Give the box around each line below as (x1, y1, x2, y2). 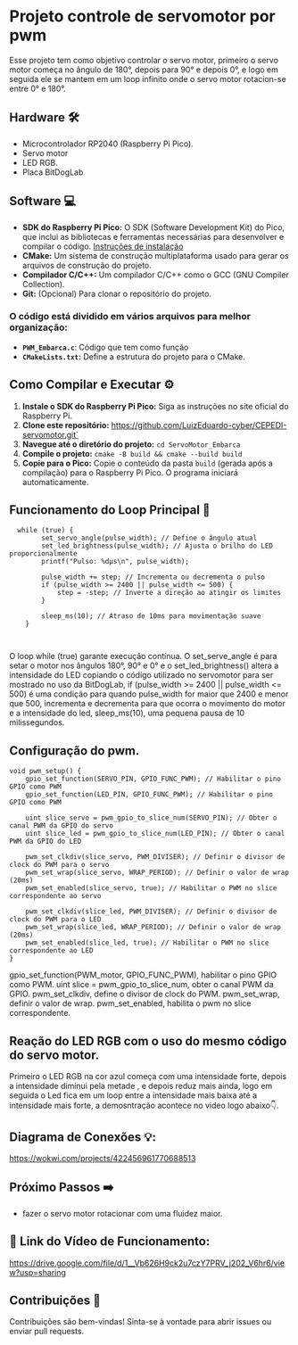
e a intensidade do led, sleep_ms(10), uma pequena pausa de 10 (9, 707, 245, 719)
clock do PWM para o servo (9, 861, 110, 870)
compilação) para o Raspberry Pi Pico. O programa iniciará (21, 466, 239, 478)
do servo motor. (9, 1047, 100, 1062)
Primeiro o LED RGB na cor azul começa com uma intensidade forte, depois (9, 1071, 287, 1082)
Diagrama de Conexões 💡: (9, 1129, 156, 1144)
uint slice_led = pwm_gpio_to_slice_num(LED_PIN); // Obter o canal (25, 829, 286, 838)
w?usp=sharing (9, 1267, 67, 1277)
